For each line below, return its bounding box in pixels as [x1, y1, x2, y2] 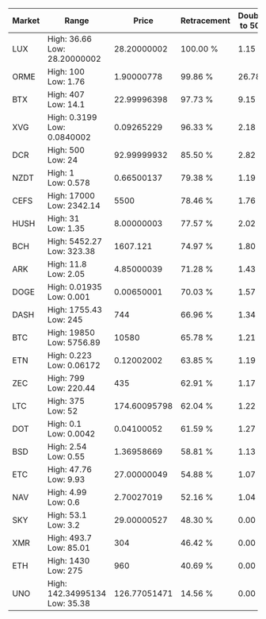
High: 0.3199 [47, 112, 97, 122]
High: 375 [47, 396, 85, 406]
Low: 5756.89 [47, 337, 101, 348]
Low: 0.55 [47, 452, 85, 462]
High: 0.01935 [47, 282, 103, 292]
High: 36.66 [47, 33, 93, 44]
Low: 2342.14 [47, 200, 101, 211]
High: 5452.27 [47, 236, 103, 247]
